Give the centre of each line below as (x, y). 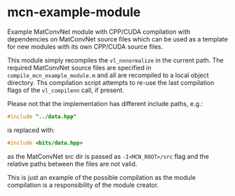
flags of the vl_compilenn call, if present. (66, 90)
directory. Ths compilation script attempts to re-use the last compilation (111, 82)
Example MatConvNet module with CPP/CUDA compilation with (99, 32)
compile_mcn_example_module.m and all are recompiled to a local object (108, 75)
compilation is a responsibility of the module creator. (83, 185)
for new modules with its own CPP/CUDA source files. (85, 46)
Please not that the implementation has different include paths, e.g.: (105, 103)
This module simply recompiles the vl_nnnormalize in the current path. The (115, 60)
